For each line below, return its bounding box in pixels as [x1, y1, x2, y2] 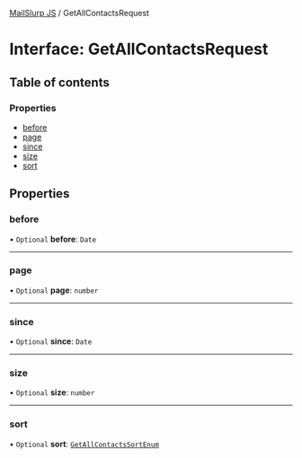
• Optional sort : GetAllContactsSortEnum [9, 438, 160, 449]
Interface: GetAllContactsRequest [9, 40, 269, 59]
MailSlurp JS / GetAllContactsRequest [9, 8, 150, 18]
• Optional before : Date [9, 233, 97, 244]
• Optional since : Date [9, 336, 93, 347]
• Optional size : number [9, 387, 95, 398]
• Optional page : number [9, 285, 99, 295]
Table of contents [9, 75, 110, 90]
